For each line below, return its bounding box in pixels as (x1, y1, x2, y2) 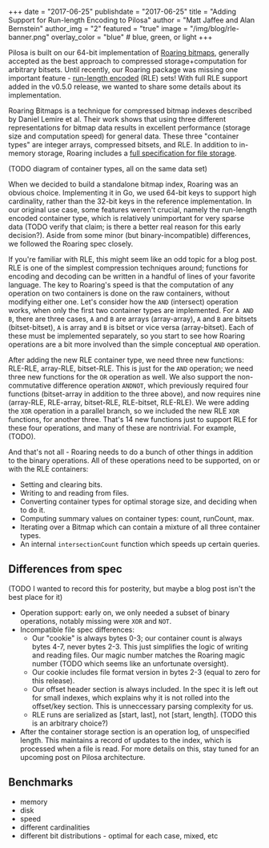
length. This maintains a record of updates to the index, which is (19, 735, 232, 745)
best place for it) (8, 592, 63, 601)
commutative (8, 380, 52, 390)
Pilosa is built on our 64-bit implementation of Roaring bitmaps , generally (8, 48, 250, 57)
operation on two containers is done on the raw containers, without (8, 288, 231, 298)
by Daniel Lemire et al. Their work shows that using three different (8, 115, 227, 123)
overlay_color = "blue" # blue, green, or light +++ (50, 32, 213, 42)
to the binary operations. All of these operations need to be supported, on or (8, 456, 260, 465)
